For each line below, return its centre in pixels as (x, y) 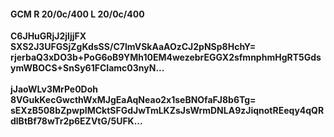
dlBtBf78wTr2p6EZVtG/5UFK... (76, 121)
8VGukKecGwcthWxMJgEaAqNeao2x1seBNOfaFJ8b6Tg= (133, 100)
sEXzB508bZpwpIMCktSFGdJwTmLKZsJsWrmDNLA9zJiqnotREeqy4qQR (167, 111)
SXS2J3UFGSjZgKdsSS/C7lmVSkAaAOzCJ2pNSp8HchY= (133, 47)
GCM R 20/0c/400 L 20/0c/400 (77, 14)
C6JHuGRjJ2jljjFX (48, 36)
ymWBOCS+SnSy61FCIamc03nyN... (87, 68)
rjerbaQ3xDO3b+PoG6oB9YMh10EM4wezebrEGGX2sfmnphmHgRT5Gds (166, 57)
